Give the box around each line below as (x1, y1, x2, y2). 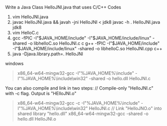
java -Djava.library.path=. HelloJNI (12, 51, 83, 57)
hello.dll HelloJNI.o (17, 116, 56, 122)
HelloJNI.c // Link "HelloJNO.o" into (89, 106, 162, 111)
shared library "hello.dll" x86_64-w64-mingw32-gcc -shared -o (17, 111, 149, 117)
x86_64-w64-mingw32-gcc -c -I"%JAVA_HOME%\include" (17, 100, 140, 106)
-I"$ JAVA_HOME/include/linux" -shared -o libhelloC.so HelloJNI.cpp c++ (12, 46, 163, 51)
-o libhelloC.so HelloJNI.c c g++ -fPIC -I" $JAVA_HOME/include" (28, 40, 160, 46)
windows (5, 61, 24, 66)
